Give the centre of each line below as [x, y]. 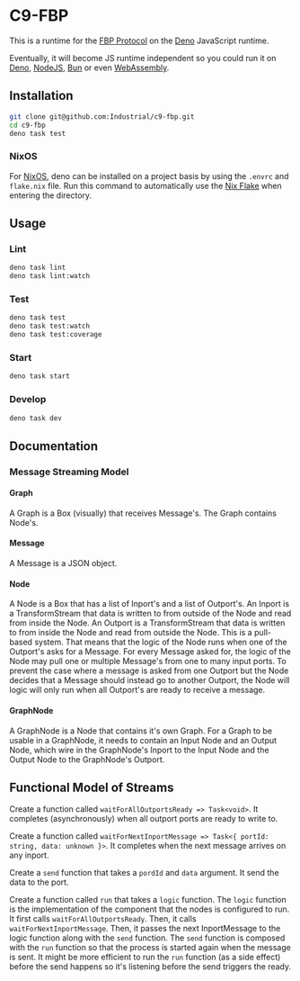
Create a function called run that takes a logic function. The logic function [148, 900]
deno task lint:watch [50, 276]
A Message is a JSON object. [63, 563]
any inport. [29, 855]
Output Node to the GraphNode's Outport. [87, 759]
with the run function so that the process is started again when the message [150, 948]
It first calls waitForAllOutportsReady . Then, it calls [103, 919]
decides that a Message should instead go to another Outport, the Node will [150, 680]
